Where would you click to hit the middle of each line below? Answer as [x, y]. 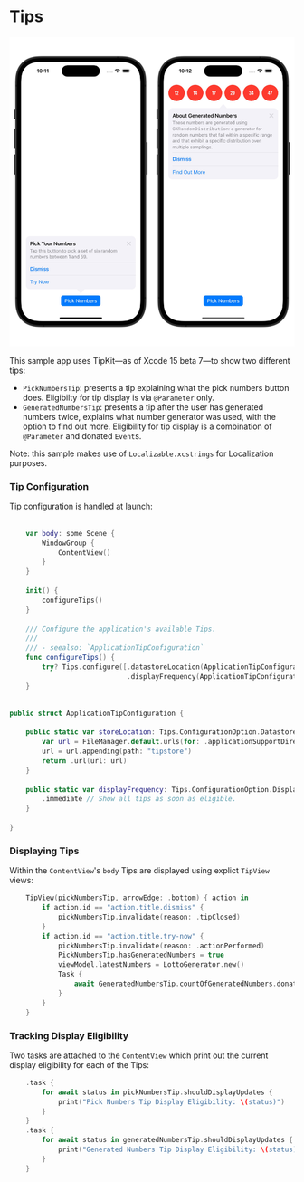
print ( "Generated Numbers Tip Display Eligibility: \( [163, 1150]
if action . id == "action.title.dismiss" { [123, 908]
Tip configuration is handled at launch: [81, 506]
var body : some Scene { [71, 533]
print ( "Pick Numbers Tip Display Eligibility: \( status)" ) [171, 1101]
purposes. [28, 462]
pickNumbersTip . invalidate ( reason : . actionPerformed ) [161, 946]
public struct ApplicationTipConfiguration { [96, 713]
